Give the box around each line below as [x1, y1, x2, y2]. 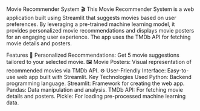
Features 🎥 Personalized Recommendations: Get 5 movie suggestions [6, 51, 179, 59]
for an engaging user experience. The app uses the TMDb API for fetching [6, 33, 192, 40]
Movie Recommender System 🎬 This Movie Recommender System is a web [6, 5, 195, 13]
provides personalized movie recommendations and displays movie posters [6, 27, 195, 34]
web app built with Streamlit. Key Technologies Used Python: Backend [16, 74, 192, 80]
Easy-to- [167, 67, 189, 74]
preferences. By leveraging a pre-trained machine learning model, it [6, 21, 175, 28]
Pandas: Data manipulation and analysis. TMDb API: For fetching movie [6, 86, 183, 93]
